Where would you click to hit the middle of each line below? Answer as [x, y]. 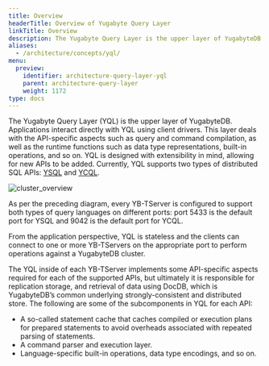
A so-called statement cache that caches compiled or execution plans [136, 319]
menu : [17, 61]
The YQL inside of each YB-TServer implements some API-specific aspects [133, 269]
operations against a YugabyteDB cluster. [77, 254]
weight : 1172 [45, 91]
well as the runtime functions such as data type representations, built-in [128, 147]
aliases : [23, 46]
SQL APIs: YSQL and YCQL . [54, 173]
